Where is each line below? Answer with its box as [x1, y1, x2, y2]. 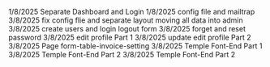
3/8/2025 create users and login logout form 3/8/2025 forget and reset [8, 24, 246, 33]
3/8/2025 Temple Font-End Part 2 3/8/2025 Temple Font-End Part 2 [8, 50, 236, 59]
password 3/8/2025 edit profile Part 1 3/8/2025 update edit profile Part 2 [8, 32, 251, 42]
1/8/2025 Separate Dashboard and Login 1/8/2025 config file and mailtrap [8, 7, 255, 16]
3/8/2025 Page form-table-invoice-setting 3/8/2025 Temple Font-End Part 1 [8, 41, 263, 51]
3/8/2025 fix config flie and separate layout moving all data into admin [8, 15, 243, 25]
